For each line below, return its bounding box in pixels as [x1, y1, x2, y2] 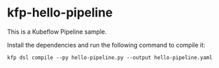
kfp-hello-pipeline [7, 5, 113, 21]
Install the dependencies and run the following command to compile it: [7, 41, 205, 49]
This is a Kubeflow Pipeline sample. [7, 27, 107, 36]
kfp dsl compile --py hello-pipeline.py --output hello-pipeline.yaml [7, 54, 213, 61]
